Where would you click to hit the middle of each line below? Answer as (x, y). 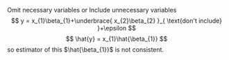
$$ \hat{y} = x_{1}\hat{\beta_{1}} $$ (117, 39)
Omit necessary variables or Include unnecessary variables (92, 10)
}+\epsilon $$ (117, 28)
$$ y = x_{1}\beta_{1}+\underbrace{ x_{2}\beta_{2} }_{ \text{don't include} (117, 21)
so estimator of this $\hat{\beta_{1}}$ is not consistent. (86, 50)
